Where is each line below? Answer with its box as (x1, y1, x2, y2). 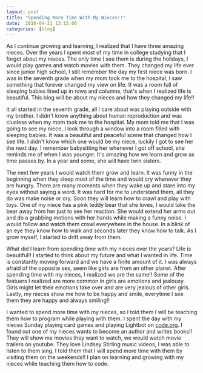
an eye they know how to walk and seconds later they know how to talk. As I (6, 227, 197, 234)
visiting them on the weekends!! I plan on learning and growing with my (6, 354, 184, 361)
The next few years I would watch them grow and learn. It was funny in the (6, 169, 193, 176)
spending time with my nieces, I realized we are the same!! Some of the (6, 271, 185, 278)
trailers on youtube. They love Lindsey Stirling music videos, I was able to (6, 341, 190, 348)
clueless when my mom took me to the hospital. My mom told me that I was (6, 119, 195, 126)
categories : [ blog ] (6, 25, 56, 32)
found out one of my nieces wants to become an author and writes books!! (6, 328, 193, 335)
